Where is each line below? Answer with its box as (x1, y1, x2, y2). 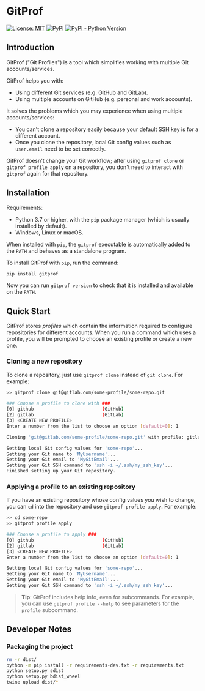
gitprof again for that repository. (6, 170, 90, 177)
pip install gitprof (6, 271, 59, 277)
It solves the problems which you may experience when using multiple (6, 107, 183, 114)
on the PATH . (6, 288, 37, 296)
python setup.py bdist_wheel (6, 673, 81, 680)
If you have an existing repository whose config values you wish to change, (6, 496, 196, 504)
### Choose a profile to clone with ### (6, 400, 111, 406)
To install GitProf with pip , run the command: (6, 259, 119, 266)
